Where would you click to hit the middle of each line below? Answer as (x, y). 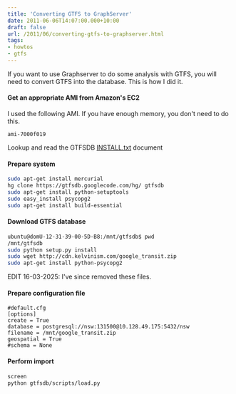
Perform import (31, 361)
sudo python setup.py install (52, 250)
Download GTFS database (47, 222)
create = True (29, 321)
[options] (22, 314)
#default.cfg (27, 308)
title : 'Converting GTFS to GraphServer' (70, 14)
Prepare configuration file (46, 293)
